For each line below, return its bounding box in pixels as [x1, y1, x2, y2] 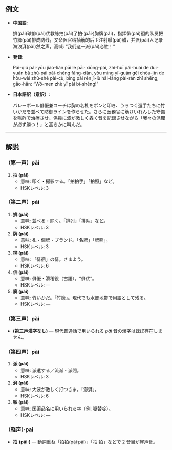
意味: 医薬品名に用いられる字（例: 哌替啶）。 [20, 405, 114, 412]
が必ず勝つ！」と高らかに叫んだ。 [12, 121, 85, 127]
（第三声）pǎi [5, 315, 40, 322]
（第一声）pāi [5, 159, 40, 167]
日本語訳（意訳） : [12, 91, 50, 97]
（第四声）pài [5, 348, 40, 355]
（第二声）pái [5, 199, 40, 206]
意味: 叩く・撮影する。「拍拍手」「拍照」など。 [20, 178, 117, 185]
